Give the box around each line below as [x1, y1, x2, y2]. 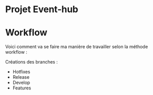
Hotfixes [12, 69, 30, 75]
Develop [12, 80, 30, 86]
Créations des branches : [5, 59, 58, 65]
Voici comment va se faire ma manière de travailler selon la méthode [5, 44, 148, 50]
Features [12, 85, 31, 91]
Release [12, 74, 29, 80]
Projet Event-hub [5, 4, 79, 15]
